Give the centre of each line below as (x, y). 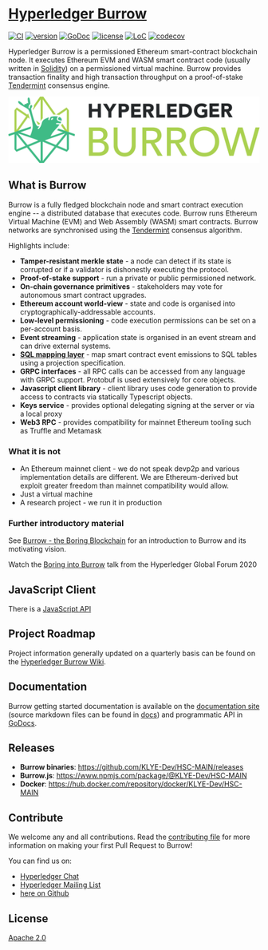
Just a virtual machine (56, 494)
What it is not (35, 451)
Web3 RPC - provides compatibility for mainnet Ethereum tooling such (135, 422)
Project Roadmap (52, 634)
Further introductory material (66, 523)
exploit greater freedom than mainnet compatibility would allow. (124, 485)
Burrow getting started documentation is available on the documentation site (134, 706)
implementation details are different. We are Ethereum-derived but (129, 477)
